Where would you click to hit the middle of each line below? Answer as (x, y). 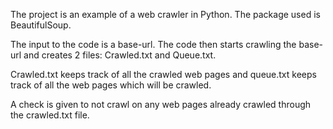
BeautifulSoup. (41, 25)
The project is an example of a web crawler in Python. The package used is (165, 14)
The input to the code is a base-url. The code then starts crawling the (153, 44)
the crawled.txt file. (50, 115)
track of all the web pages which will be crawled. (111, 85)
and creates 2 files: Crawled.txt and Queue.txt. (120, 55)
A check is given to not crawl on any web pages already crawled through (161, 104)
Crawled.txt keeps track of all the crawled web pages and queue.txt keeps (163, 74)
